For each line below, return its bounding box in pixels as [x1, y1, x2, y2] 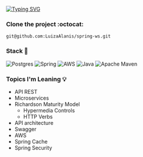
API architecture [14, 119, 54, 126]
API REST [14, 88, 38, 95]
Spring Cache [14, 138, 48, 145]
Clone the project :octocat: [6, 20, 84, 28]
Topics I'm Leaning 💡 [6, 75, 67, 83]
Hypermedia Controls [23, 107, 75, 114]
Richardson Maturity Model [14, 100, 80, 108]
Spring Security [14, 144, 53, 151]
